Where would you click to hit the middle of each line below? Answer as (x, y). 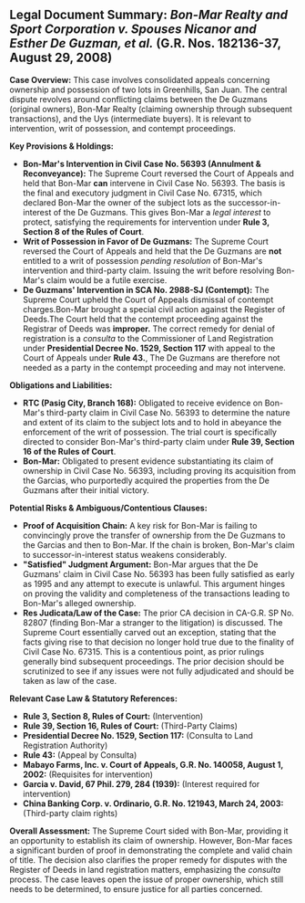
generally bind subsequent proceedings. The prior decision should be (153, 661)
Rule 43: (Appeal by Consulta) (80, 755)
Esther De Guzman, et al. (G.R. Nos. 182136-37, (145, 43)
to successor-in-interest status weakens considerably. (125, 554)
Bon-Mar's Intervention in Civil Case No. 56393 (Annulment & (142, 163)
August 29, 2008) (61, 58)
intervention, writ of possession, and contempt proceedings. (123, 128)
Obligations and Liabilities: (61, 385)
